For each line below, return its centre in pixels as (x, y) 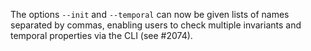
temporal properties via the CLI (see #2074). (101, 35)
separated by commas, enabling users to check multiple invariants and (156, 25)
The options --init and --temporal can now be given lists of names (150, 14)
